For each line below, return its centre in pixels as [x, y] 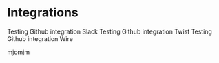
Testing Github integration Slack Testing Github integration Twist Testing [109, 32]
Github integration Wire [40, 38]
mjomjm [18, 52]
